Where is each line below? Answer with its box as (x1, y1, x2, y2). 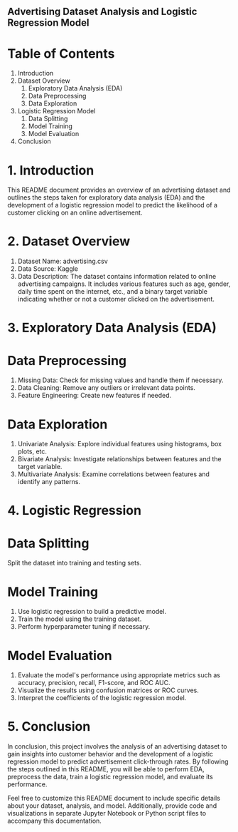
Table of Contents (7, 46, 115, 61)
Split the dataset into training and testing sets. (7, 559, 142, 567)
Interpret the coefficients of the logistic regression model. (17, 694, 187, 702)
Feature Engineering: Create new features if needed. (17, 391, 172, 400)
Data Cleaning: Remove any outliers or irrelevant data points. (17, 384, 195, 392)
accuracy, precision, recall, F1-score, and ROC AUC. (17, 679, 171, 687)
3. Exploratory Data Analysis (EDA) (7, 320, 217, 336)
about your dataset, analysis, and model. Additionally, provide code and (7, 801, 217, 810)
